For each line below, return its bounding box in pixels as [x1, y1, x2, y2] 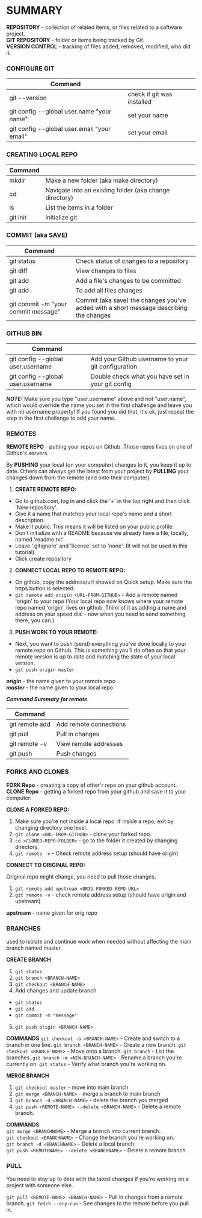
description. [14, 517, 45, 524]
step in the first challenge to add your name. [6, 414, 116, 422]
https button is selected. [14, 585, 75, 592]
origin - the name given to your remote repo [6, 678, 116, 685]
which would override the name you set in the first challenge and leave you [6, 402, 192, 409]
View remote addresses [56, 740, 123, 748]
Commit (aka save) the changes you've [75, 296, 186, 304]
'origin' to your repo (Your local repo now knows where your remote [14, 598, 183, 605]
